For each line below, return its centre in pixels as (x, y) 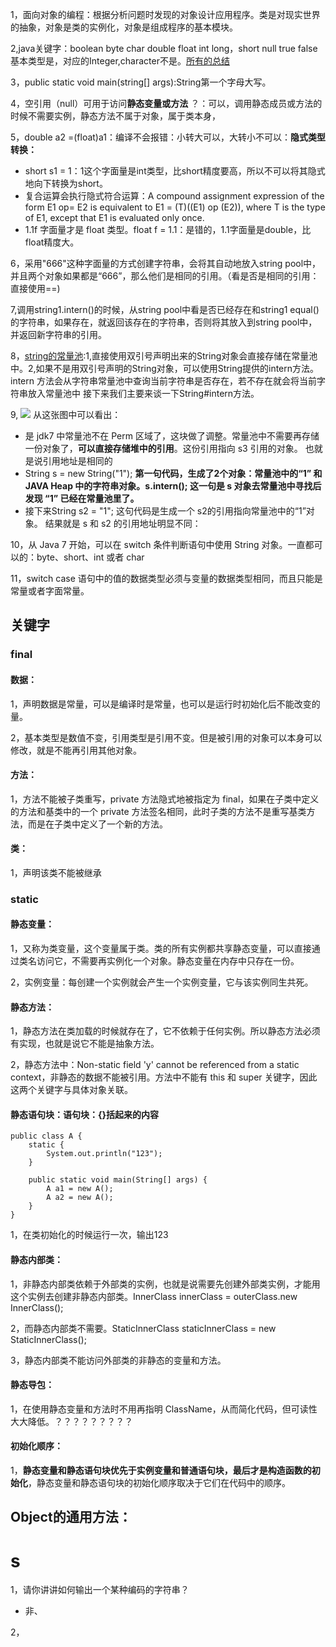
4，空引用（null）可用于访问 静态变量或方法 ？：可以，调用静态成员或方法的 (166, 103)
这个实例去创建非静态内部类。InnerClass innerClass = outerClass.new (154, 1296)
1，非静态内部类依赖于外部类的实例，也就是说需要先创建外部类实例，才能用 (165, 1284)
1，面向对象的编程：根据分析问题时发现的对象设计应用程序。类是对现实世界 (165, 14)
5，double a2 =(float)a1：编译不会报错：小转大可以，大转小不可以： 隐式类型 (168, 137)
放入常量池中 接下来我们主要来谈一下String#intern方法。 (143, 393)
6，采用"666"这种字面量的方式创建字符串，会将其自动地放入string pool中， (166, 263)
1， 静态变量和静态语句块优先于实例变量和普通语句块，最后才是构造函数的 (161, 1470)
